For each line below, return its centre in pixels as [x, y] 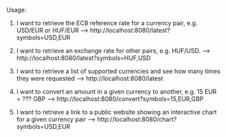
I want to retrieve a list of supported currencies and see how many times [118, 71]
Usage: [16, 10]
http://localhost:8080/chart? [137, 119]
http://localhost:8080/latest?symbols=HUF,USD [83, 58]
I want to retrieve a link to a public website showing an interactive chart [116, 112]
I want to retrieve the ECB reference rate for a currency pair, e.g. [107, 23]
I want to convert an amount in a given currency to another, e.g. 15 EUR [116, 92]
